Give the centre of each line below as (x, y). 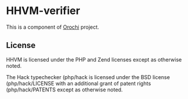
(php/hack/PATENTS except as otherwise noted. (65, 90)
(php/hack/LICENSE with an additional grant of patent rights (79, 83)
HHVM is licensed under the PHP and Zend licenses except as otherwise (94, 59)
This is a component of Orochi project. (53, 27)
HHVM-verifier (43, 11)
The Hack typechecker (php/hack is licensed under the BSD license (88, 77)
